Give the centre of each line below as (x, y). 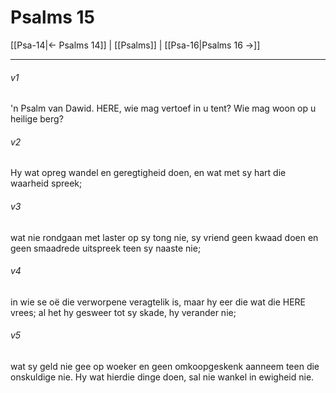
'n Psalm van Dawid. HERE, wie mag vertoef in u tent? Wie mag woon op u (163, 108)
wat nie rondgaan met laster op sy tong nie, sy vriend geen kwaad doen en (164, 237)
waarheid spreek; (46, 183)
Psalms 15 (53, 17)
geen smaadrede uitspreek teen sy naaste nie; (106, 248)
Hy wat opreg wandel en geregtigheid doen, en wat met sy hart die (148, 173)
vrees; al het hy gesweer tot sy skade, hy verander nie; (123, 312)
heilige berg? (37, 119)
